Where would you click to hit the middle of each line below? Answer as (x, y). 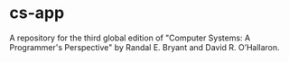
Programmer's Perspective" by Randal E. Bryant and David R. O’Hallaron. (144, 47)
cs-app (37, 13)
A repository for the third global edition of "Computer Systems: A (130, 38)
